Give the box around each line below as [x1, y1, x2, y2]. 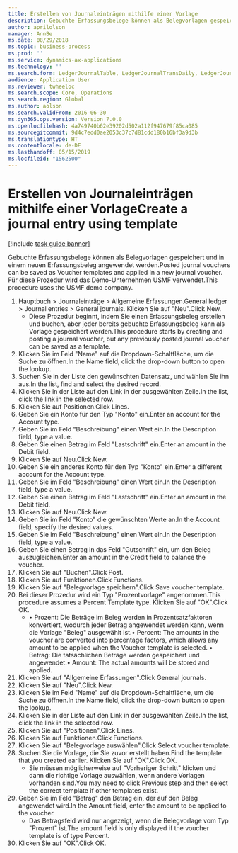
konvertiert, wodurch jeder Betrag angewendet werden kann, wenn [28, 621, 225, 629]
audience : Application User [8, 76, 91, 84]
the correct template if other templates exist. [28, 786, 159, 794]
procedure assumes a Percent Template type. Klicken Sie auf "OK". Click [18, 598, 228, 606]
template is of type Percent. [28, 831, 110, 840]
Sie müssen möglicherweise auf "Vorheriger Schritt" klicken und [28, 763, 216, 772]
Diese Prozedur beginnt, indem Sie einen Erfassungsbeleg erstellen [28, 312, 225, 320]
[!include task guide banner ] [8, 239, 90, 248]
